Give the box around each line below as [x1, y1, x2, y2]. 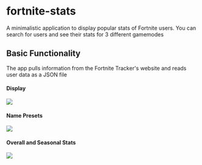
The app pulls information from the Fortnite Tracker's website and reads [6, 64, 187, 72]
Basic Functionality [6, 49, 81, 59]
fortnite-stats [6, 4, 76, 18]
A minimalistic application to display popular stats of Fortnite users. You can [6, 24, 197, 32]
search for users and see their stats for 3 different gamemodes [6, 30, 164, 38]
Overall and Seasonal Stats [6, 138, 76, 146]
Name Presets [6, 112, 43, 119]
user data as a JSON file [6, 71, 68, 78]
